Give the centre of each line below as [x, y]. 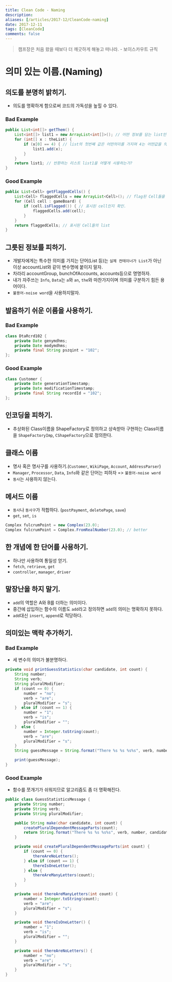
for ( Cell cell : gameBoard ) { [48, 201]
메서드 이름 [22, 497]
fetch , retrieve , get [34, 566]
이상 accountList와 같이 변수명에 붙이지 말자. [58, 267]
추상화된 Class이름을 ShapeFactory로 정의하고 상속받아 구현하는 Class [84, 429]
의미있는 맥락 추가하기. [39, 633]
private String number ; [40, 804]
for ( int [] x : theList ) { [43, 140]
